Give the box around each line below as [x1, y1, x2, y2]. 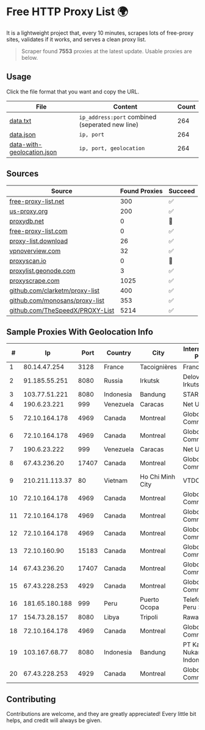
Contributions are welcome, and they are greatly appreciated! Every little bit [6, 710, 196, 718]
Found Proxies [120, 187, 163, 195]
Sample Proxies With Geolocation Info [6, 327, 154, 337]
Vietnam [103, 477, 128, 485]
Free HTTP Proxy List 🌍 [6, 5, 129, 19]
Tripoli [140, 613, 158, 621]
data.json [9, 130, 36, 139]
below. [21, 54, 38, 61]
